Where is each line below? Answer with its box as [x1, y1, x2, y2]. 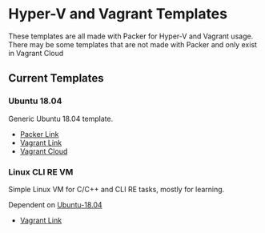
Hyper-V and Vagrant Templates [8, 5, 228, 23]
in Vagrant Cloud [8, 48, 64, 58]
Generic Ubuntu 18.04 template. [8, 114, 114, 123]
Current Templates [8, 71, 104, 85]
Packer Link [19, 129, 59, 139]
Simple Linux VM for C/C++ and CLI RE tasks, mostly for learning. [8, 184, 225, 194]
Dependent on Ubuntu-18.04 [8, 199, 102, 209]
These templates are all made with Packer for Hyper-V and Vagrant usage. [8, 31, 254, 41]
